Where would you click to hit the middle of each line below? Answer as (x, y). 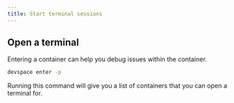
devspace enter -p (34, 72)
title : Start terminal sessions (55, 14)
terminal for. (25, 93)
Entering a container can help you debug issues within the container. (107, 59)
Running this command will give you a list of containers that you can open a (117, 86)
